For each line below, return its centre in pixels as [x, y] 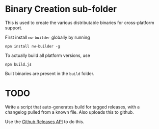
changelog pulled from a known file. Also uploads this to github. [69, 112]
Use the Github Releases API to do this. [45, 122]
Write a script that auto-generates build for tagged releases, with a [72, 107]
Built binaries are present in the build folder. [50, 73]
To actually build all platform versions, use [48, 55]
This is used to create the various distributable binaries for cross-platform [80, 23]
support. [14, 27]
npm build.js [18, 64]
